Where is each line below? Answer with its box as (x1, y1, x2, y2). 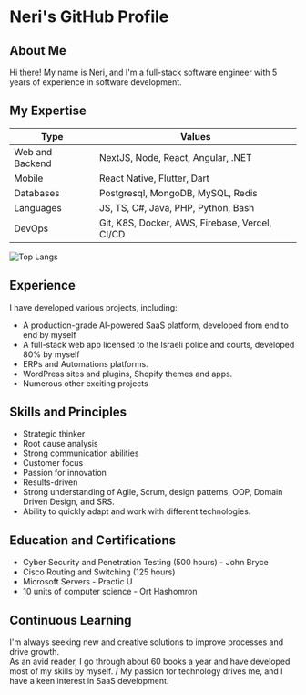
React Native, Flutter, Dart (98, 172, 209, 184)
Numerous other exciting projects (22, 377, 148, 389)
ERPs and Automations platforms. (22, 358, 148, 369)
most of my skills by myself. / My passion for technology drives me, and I (9, 666, 284, 677)
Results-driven (22, 477, 78, 488)
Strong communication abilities (22, 448, 139, 458)
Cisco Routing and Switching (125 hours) (22, 566, 176, 577)
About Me (9, 43, 66, 58)
